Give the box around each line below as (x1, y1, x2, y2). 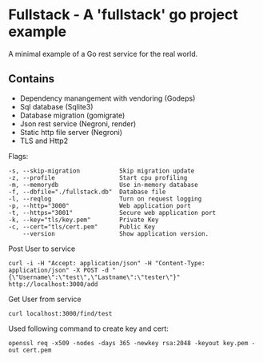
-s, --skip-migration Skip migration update (8, 166, 195, 175)
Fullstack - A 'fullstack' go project (8, 6, 238, 24)
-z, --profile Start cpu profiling (8, 173, 188, 181)
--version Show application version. (22, 229, 209, 237)
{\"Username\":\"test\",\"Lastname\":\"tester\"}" (8, 273, 181, 281)
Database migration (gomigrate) (19, 110, 126, 120)
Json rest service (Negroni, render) (19, 118, 137, 129)
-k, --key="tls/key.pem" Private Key (8, 216, 159, 224)
